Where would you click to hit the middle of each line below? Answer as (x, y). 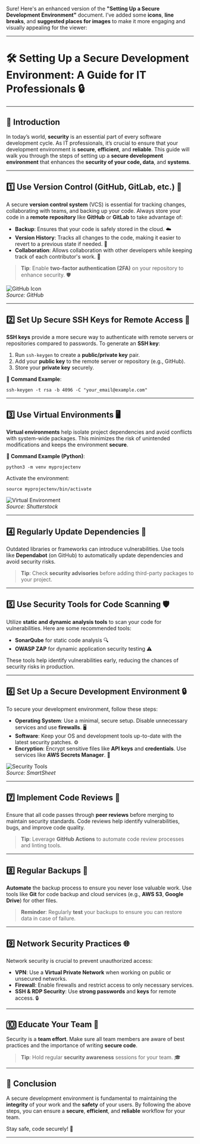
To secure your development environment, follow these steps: (82, 709)
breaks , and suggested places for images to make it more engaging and (96, 21)
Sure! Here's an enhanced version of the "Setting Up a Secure (83, 9)
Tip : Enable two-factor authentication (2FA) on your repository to (102, 268)
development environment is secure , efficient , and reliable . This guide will (98, 149)
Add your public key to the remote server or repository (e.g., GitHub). (100, 361)
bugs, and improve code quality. (46, 828)
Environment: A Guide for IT (76, 75)
